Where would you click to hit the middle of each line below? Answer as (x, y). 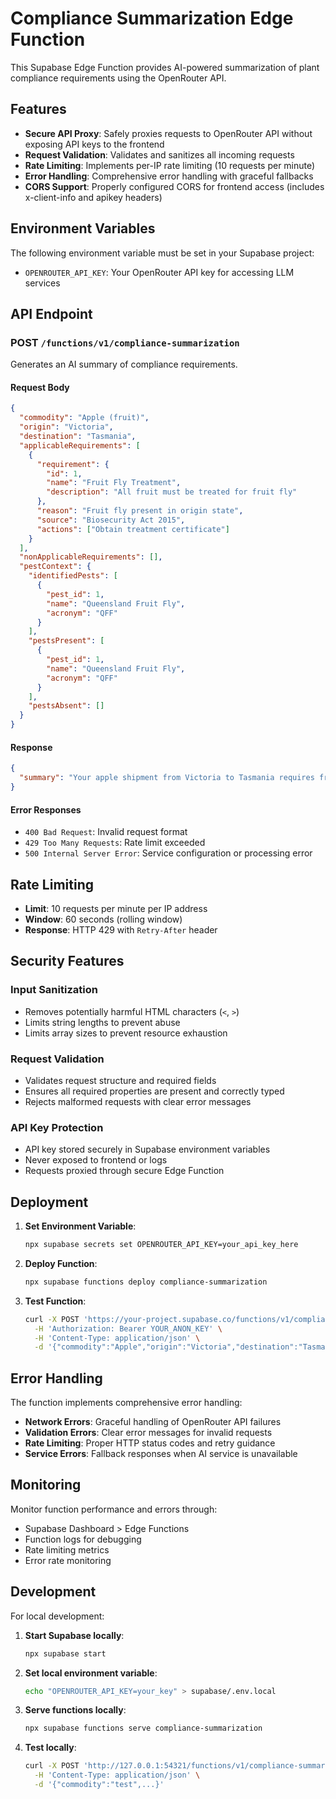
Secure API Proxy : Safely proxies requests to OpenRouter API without (168, 133)
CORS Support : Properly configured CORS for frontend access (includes (174, 186)
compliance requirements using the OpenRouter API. (118, 78)
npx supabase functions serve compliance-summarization (143, 1728)
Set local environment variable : (91, 1673)
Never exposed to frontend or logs (96, 1160)
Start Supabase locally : (74, 1635)
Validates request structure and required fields (120, 1080)
